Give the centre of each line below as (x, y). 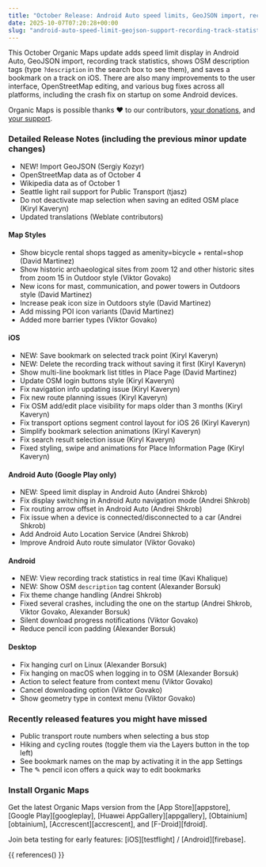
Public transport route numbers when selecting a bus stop (114, 736)
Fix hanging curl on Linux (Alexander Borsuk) (93, 664)
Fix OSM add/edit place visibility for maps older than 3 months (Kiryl (131, 406)
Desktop (23, 647)
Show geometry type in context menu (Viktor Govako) (108, 698)
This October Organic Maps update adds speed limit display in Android (123, 53)
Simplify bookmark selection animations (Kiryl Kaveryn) (110, 432)
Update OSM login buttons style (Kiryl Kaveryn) (97, 381)
